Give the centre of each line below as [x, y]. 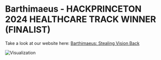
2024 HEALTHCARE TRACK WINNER [81, 19]
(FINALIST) [28, 30]
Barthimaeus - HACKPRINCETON [73, 9]
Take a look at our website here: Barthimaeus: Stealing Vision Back [72, 43]
